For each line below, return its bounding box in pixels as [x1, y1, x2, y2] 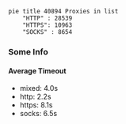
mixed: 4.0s [19, 84, 58, 93]
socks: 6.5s [19, 109, 58, 118]
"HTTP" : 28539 [22, 14, 73, 22]
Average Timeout [8, 66, 67, 75]
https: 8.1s [19, 100, 53, 110]
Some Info [8, 46, 49, 57]
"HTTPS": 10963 [22, 21, 73, 29]
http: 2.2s [19, 92, 52, 102]
